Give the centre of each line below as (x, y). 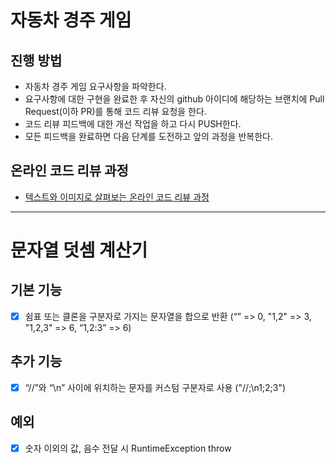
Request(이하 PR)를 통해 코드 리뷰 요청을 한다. (115, 111)
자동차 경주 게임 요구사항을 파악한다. (95, 86)
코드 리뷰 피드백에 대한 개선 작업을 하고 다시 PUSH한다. (133, 124)
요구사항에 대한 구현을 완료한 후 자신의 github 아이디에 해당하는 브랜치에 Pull (174, 99)
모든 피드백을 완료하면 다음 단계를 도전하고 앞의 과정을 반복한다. (148, 136)
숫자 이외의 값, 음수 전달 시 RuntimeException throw (128, 448)
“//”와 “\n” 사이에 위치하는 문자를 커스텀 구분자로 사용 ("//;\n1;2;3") (155, 387)
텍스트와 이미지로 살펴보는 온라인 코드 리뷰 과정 (117, 197)
